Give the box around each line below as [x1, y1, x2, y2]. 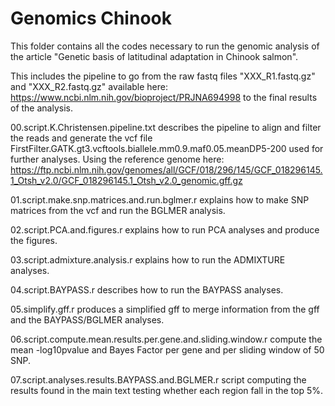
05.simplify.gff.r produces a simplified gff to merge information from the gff [10, 303, 320, 315]
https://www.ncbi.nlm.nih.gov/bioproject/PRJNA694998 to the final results [10, 91, 318, 103]
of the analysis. [10, 102, 73, 114]
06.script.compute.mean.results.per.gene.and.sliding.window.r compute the [10, 333, 323, 345]
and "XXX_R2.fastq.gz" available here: [10, 80, 168, 92]
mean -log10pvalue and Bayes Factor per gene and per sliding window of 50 [10, 343, 325, 356]
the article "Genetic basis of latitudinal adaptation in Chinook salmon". [10, 50, 299, 62]
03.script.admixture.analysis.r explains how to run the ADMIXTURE [10, 253, 286, 266]
